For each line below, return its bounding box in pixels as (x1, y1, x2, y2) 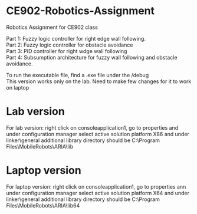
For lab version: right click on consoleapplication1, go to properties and (6, 124, 179, 131)
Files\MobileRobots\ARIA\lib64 (6, 202, 80, 209)
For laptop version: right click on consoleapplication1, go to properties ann (6, 183, 186, 190)
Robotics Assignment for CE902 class (6, 24, 98, 31)
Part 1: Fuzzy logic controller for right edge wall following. (6, 35, 146, 42)
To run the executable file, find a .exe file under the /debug (6, 71, 149, 78)
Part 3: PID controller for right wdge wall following (6, 47, 127, 54)
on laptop (6, 84, 29, 91)
